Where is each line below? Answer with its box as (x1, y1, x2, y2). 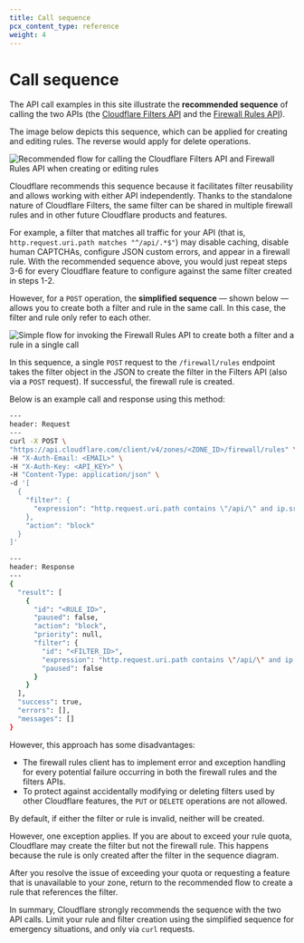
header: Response (9, 563, 75, 572)
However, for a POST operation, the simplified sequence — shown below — (9, 293, 290, 304)
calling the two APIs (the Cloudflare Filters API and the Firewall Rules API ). (9, 109, 286, 120)
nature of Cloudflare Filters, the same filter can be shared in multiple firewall (9, 200, 293, 211)
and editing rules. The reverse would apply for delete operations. (9, 136, 252, 147)
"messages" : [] (17, 714, 75, 724)
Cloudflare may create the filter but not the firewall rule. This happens (9, 840, 270, 851)
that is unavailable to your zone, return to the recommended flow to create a (9, 877, 293, 888)
